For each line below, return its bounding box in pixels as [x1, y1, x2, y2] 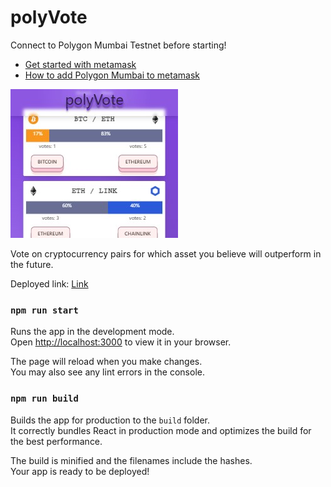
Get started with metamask [24, 58, 137, 70]
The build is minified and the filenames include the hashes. [10, 454, 253, 466]
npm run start [10, 304, 79, 316]
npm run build [10, 393, 79, 405]
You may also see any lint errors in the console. [10, 366, 205, 378]
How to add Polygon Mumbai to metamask [24, 69, 200, 81]
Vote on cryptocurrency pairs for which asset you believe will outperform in [10, 247, 322, 260]
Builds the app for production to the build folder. [10, 414, 211, 426]
